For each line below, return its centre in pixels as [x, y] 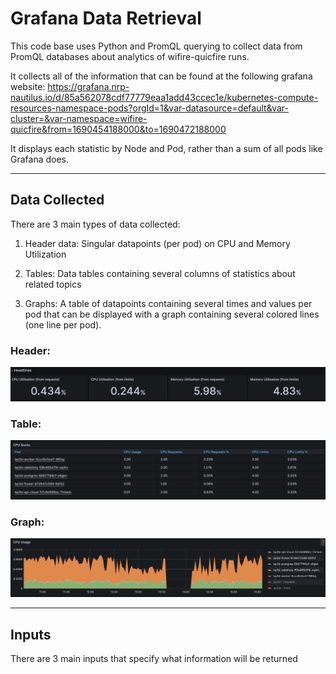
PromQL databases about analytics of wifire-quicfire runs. [130, 56]
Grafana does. [40, 159]
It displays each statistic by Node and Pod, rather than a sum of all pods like [166, 148]
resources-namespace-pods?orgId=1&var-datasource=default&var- [150, 108]
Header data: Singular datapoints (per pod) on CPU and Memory [157, 243]
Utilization [45, 254]
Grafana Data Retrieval [106, 18]
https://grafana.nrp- [88, 86]
